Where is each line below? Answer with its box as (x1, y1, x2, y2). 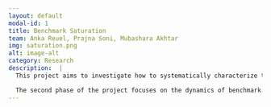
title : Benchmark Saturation (8, 27, 106, 35)
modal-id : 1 (8, 19, 48, 27)
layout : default (8, 11, 63, 20)
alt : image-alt (8, 49, 60, 57)
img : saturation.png (8, 42, 78, 50)
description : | (8, 64, 63, 72)
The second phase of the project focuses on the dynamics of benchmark (15, 86, 262, 94)
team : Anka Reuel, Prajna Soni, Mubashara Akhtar (8, 34, 179, 43)
